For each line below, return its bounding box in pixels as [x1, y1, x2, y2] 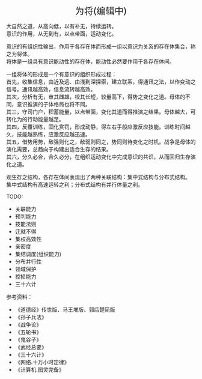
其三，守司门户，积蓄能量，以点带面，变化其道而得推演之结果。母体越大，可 [6, 108, 196, 115]
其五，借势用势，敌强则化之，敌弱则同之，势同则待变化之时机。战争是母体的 [6, 138, 196, 145]
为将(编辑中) [75, 5, 127, 17]
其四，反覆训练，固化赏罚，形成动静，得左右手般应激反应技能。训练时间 [6, 123, 185, 130]
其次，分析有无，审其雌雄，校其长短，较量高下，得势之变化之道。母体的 [6, 93, 185, 100]
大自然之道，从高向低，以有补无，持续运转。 [6, 23, 117, 29]
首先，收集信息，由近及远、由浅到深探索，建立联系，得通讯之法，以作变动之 [6, 78, 196, 85]
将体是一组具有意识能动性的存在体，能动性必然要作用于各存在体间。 [6, 58, 175, 65]
